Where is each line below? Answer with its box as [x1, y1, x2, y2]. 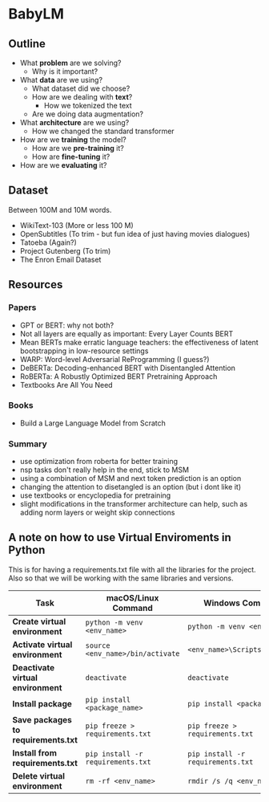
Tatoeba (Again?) [19, 238, 78, 247]
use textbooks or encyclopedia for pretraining [19, 491, 171, 500]
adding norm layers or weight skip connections [19, 507, 175, 518]
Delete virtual [12, 770, 66, 781]
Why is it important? [31, 67, 98, 76]
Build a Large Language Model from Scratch [19, 418, 167, 428]
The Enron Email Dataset [19, 254, 102, 264]
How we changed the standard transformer [31, 126, 175, 136]
